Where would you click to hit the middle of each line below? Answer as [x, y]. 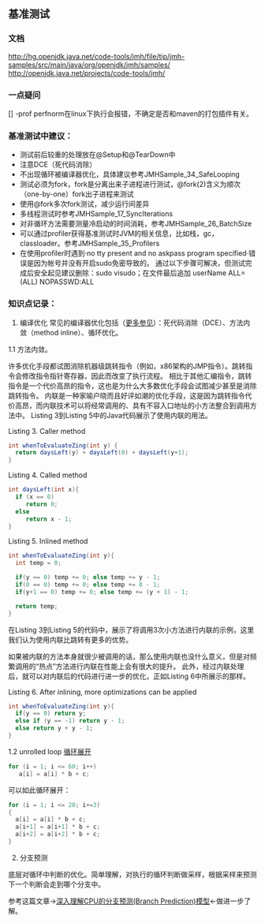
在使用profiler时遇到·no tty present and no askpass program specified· [134, 253]
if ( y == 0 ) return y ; [51, 714]
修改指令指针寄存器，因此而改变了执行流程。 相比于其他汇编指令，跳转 [137, 376]
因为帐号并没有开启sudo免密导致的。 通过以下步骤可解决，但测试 [140, 263]
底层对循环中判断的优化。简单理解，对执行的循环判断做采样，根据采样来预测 [132, 874]
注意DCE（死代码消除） [58, 165]
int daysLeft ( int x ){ [44, 490]
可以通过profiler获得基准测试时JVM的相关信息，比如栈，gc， [119, 234]
